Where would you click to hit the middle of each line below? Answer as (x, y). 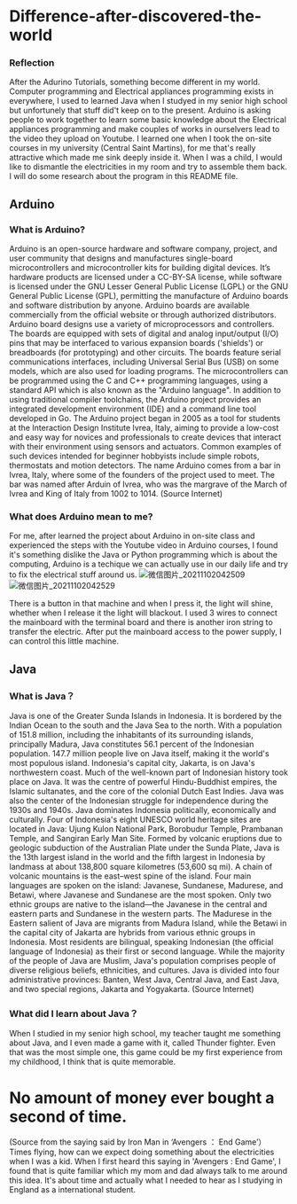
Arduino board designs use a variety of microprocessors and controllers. (142, 324)
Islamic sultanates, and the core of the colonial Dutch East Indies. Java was (147, 792)
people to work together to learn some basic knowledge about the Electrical (148, 120)
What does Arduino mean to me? (81, 517)
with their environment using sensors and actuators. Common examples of (145, 447)
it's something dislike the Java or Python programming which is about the (143, 555)
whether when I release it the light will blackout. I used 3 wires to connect (143, 613)
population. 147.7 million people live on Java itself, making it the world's (139, 754)
